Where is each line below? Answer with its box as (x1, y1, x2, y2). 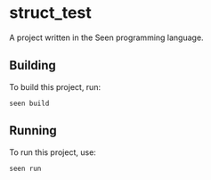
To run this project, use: (9, 146, 96, 158)
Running (9, 123, 58, 138)
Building (9, 58, 56, 73)
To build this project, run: (9, 81, 101, 92)
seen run (9, 164, 42, 173)
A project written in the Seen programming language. (9, 32, 204, 43)
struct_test (9, 3, 92, 23)
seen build (9, 99, 50, 108)
